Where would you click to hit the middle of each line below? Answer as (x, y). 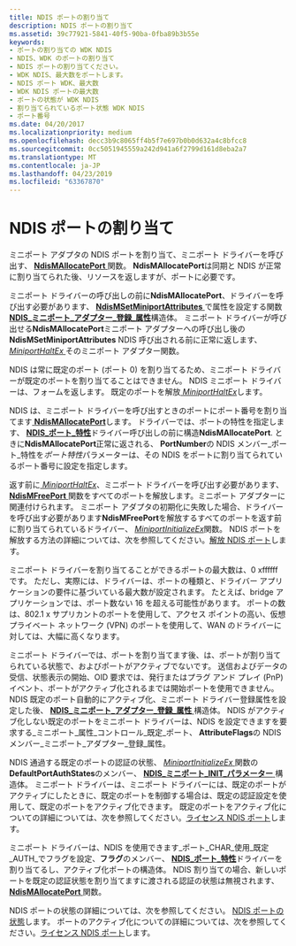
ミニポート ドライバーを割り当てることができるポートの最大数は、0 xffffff (144, 570)
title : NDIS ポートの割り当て (60, 17)
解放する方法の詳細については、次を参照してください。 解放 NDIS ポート (140, 540)
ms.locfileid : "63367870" (57, 182)
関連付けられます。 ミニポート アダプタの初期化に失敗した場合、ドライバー (147, 507)
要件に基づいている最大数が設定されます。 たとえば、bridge (164, 592)
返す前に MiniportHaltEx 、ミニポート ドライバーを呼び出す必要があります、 (147, 485)
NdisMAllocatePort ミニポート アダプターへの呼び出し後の (139, 329)
